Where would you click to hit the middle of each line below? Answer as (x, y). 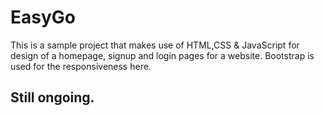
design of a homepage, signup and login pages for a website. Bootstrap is (162, 55)
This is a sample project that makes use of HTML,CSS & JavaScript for (155, 45)
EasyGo (43, 17)
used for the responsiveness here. (81, 66)
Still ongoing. (52, 97)
